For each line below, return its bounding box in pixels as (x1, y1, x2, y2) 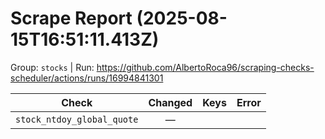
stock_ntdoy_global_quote (15, 113, 139, 125)
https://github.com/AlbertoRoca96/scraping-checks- (96, 61, 315, 73)
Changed (148, 95, 193, 109)
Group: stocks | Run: (10, 61, 95, 73)
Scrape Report (10, 7, 133, 30)
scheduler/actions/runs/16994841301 (10, 72, 164, 84)
